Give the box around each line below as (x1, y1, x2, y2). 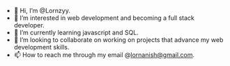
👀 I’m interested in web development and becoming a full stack (13, 14, 195, 22)
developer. (13, 21, 45, 29)
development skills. (13, 43, 70, 51)
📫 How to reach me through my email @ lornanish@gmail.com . (13, 51, 195, 58)
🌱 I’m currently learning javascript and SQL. (13, 28, 139, 36)
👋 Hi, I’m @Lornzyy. (13, 7, 71, 14)
